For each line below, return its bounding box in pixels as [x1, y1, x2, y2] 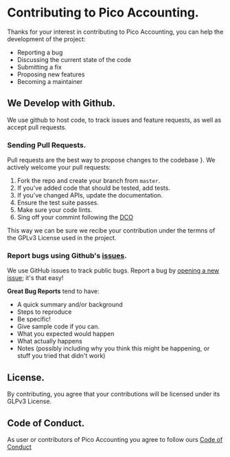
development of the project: [7, 34, 86, 43]
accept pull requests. [7, 123, 67, 131]
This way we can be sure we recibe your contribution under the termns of [7, 226, 216, 235]
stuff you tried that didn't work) [16, 352, 106, 360]
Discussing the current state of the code [16, 55, 132, 63]
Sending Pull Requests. [7, 140, 87, 149]
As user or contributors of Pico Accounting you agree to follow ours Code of [7, 435, 223, 443]
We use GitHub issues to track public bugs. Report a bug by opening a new [7, 266, 220, 275]
